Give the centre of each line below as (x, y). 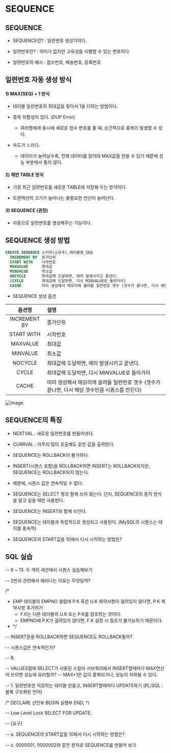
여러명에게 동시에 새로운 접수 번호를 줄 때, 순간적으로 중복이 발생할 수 (89, 127)
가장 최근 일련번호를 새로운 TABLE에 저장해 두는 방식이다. (70, 187)
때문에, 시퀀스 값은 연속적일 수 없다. (48, 483)
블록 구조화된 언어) (24, 692)
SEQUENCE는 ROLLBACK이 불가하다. (51, 455)
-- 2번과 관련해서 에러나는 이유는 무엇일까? (48, 581)
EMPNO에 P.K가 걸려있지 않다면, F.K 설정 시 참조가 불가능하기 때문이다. (91, 620)
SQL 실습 (19, 557)
